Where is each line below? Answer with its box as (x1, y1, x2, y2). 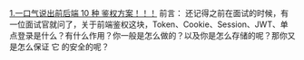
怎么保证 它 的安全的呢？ (16, 41, 110, 52)
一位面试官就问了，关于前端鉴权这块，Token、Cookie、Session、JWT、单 (9, 19, 289, 30)
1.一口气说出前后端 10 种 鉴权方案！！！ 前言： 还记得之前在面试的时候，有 (9, 8, 289, 18)
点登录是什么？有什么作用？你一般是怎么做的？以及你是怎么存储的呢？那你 (9, 30, 288, 40)
